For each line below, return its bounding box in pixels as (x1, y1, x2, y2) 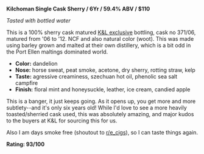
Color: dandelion (15, 60, 58, 67)
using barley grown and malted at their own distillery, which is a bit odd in (6, 42, 191, 49)
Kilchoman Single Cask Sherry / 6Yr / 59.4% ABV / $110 (6, 5, 150, 12)
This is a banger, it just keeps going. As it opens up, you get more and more (6, 97, 196, 105)
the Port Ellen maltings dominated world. (6, 48, 108, 55)
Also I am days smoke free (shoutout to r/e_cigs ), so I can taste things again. (6, 129, 199, 136)
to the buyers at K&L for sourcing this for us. (6, 117, 118, 124)
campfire (15, 79, 38, 86)
